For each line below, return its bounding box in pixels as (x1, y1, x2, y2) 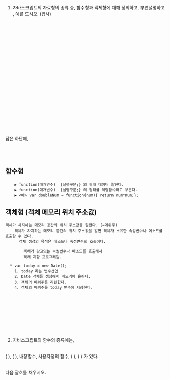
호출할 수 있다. (5, 234, 34, 239)
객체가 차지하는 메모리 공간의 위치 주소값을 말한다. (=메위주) (5, 222, 118, 228)
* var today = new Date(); (10, 263, 67, 268)
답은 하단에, (5, 136, 29, 141)
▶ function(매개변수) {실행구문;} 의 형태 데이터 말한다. (14, 182, 124, 187)
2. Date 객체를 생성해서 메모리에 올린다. (14, 274, 91, 279)
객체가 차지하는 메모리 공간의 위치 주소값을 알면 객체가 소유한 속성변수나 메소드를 (14, 228, 163, 233)
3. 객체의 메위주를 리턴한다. (14, 280, 67, 285)
